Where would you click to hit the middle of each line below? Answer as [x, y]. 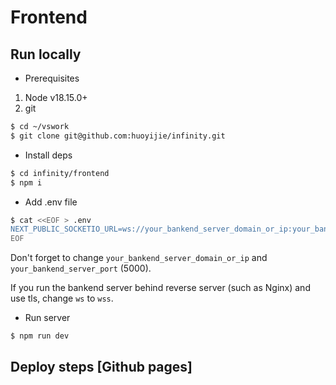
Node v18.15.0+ [56, 97]
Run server [47, 318]
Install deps [48, 155]
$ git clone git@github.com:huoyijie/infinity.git [118, 136]
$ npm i [26, 182]
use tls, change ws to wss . [62, 298]
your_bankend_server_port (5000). [81, 268]
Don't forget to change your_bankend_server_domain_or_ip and [139, 258]
